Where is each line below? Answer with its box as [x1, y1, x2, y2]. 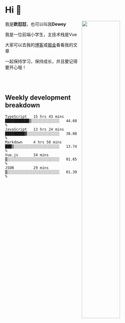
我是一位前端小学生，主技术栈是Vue [5, 31, 77, 37]
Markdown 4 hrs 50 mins [5, 140, 62, 144]
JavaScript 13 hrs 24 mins [5, 127, 64, 132]
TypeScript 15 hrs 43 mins [5, 114, 64, 119]
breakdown [5, 101, 40, 109]
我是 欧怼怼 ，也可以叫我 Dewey [5, 21, 67, 27]
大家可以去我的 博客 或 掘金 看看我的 [5, 41, 73, 48]
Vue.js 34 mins [5, 152, 49, 158]
